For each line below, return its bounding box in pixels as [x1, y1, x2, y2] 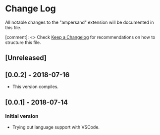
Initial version [5, 113, 39, 120]
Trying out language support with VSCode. [12, 124, 100, 130]
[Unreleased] [5, 54, 47, 62]
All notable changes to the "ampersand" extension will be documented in [5, 19, 155, 25]
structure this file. [5, 39, 41, 45]
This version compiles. [12, 84, 58, 90]
